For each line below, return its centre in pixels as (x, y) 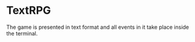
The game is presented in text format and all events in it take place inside (98, 27)
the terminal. (22, 33)
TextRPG (29, 10)
